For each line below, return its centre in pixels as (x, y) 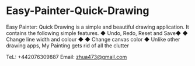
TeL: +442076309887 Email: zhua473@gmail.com (67, 57)
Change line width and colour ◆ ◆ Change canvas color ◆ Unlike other (93, 39)
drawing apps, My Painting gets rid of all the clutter (68, 46)
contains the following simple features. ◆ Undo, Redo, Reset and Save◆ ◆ (97, 33)
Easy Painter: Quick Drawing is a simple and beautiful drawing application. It (97, 27)
